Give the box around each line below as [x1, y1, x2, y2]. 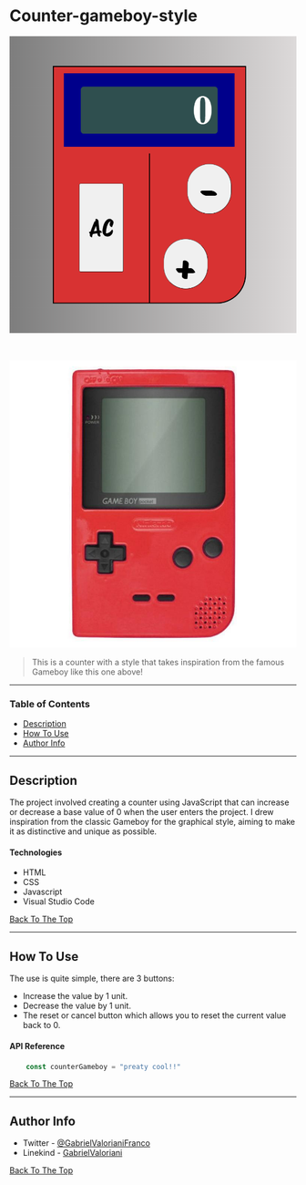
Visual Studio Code [22, 896, 96, 907]
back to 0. [22, 1020, 61, 1031]
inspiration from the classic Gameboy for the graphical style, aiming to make [9, 817, 296, 828]
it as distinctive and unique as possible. [9, 826, 158, 837]
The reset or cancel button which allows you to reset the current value [22, 1010, 287, 1021]
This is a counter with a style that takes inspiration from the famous [31, 657, 285, 668]
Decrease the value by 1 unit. [22, 1000, 132, 1012]
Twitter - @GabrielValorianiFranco [22, 1138, 150, 1149]
